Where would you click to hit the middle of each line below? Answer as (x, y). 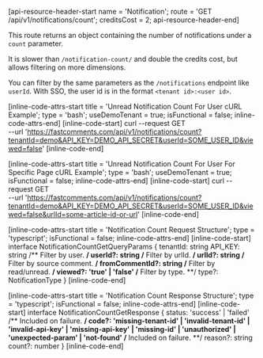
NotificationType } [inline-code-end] (67, 280)
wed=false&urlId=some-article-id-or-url (73, 214)
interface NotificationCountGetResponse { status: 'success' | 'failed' (139, 312)
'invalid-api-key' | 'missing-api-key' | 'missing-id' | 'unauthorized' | (122, 329)
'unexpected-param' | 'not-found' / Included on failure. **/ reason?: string (130, 337)
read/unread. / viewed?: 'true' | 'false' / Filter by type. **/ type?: (113, 272)
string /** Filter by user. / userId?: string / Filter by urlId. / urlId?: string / (126, 255)
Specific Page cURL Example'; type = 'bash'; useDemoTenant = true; (120, 172)
